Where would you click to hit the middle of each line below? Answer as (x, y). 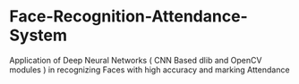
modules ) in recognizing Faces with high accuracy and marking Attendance (149, 70)
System (38, 35)
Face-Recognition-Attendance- (128, 17)
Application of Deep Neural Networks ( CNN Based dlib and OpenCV (136, 60)
